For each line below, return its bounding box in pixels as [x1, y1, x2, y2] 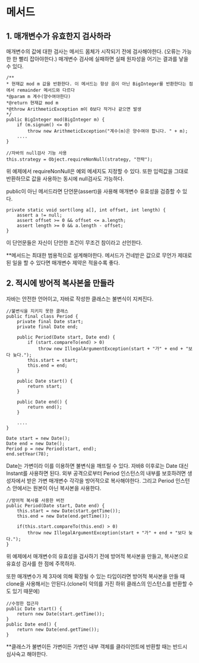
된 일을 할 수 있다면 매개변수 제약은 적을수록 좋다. [6, 259, 121, 266]
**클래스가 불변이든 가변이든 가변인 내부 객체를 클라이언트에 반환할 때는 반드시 [6, 643, 188, 650]
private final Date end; [17, 324, 78, 330]
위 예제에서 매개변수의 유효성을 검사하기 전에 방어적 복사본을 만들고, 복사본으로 [6, 552, 189, 559]
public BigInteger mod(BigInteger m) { [6, 117, 105, 123]
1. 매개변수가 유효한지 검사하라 [6, 31, 111, 41]
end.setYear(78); [6, 451, 49, 457]
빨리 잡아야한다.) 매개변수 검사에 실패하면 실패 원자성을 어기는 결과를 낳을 [18, 55, 189, 62]
